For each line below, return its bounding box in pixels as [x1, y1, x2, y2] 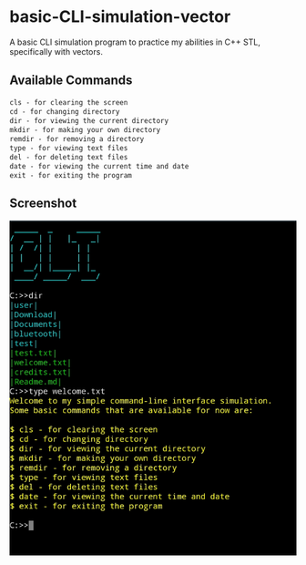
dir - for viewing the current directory [9, 116, 169, 125]
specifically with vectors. [9, 46, 103, 56]
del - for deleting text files [9, 152, 128, 161]
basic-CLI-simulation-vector [9, 6, 231, 27]
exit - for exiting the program [9, 170, 132, 180]
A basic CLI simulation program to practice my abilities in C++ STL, [9, 36, 261, 47]
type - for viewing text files [9, 143, 128, 152]
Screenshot [9, 196, 77, 211]
